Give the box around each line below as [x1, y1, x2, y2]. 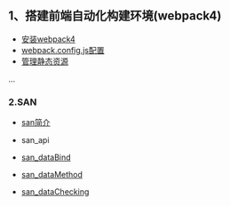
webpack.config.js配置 [20, 44, 105, 55]
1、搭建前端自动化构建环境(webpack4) [8, 8, 222, 24]
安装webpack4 [20, 34, 76, 44]
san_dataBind [20, 152, 72, 162]
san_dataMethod [20, 170, 83, 180]
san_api [20, 135, 50, 146]
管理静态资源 [20, 56, 68, 67]
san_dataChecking [20, 186, 90, 197]
